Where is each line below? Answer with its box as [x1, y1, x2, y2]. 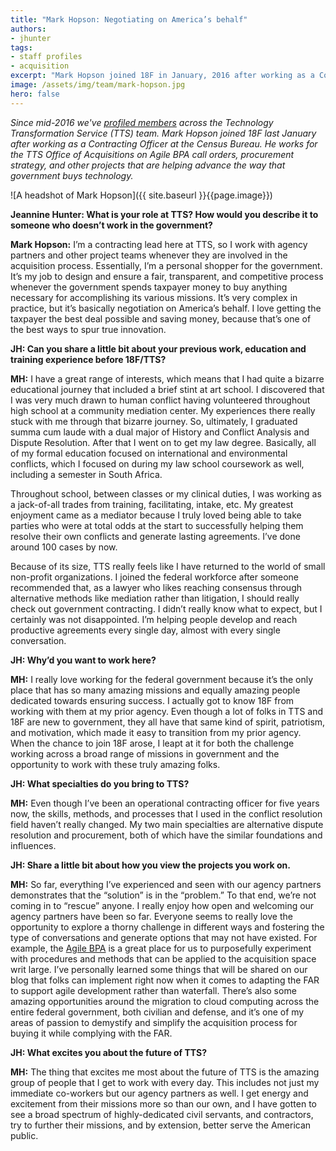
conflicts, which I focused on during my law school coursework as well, [10, 457, 305, 470]
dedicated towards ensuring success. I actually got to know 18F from [10, 694, 295, 706]
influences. [10, 839, 57, 851]
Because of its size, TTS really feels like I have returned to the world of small [10, 560, 326, 572]
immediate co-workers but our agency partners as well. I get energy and [10, 1087, 309, 1099]
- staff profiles [10, 52, 83, 62]
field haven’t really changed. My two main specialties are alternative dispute [10, 818, 324, 830]
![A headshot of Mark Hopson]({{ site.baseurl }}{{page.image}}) [10, 189, 273, 201]
